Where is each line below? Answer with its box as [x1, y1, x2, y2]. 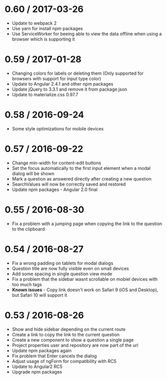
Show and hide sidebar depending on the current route [12, 326, 126, 332]
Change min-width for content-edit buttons [12, 159, 101, 166]
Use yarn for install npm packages [12, 25, 83, 31]
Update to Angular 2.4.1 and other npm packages [12, 81, 113, 87]
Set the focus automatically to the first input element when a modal [12, 165, 151, 171]
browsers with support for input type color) [12, 75, 101, 81]
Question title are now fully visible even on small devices [12, 265, 129, 271]
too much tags [12, 281, 42, 287]
